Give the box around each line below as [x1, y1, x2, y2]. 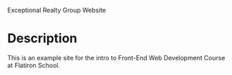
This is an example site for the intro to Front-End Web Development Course [7, 53, 226, 62]
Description [7, 31, 78, 46]
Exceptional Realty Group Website [7, 6, 106, 14]
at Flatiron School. [7, 61, 60, 69]
